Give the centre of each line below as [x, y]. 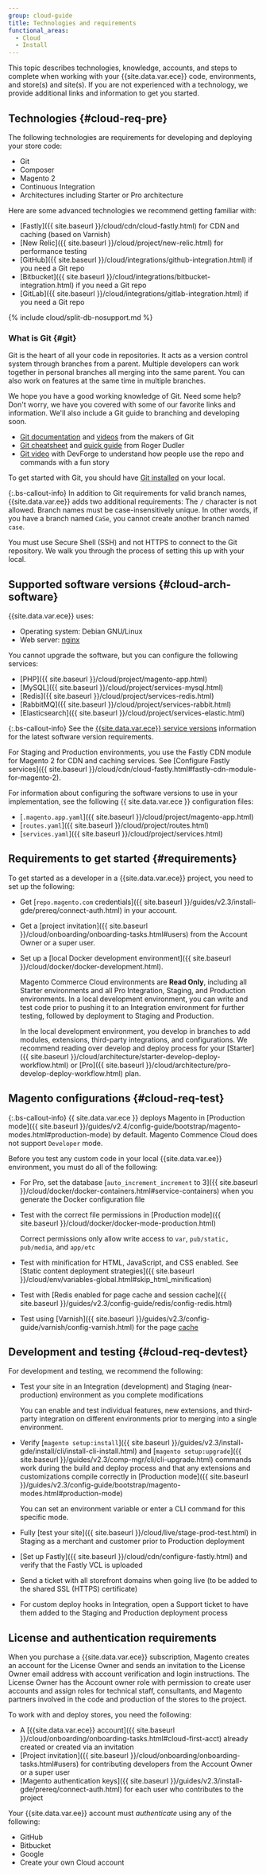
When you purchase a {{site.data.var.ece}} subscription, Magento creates [129, 1657]
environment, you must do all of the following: [83, 1167]
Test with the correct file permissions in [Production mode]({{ [120, 1214]
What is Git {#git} [42, 337]
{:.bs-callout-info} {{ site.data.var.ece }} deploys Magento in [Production [127, 1117]
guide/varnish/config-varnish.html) [77, 1327]
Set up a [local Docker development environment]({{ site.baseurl [125, 958]
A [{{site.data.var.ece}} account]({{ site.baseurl [97, 1730]
